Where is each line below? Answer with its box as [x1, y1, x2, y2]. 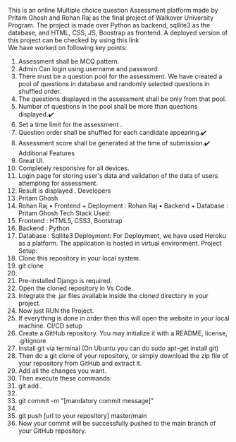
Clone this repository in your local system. [18, 254, 141, 262]
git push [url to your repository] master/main [18, 412, 147, 419]
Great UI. [18, 157, 45, 165]
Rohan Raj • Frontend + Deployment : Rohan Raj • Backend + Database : [18, 201, 228, 210]
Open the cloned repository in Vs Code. [18, 284, 133, 292]
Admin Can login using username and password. [18, 65, 160, 73]
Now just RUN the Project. [18, 306, 94, 315]
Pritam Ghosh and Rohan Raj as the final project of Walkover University [8, 13, 214, 22]
